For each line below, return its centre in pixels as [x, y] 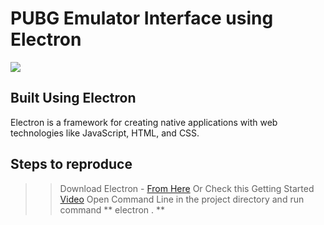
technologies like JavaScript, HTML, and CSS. [105, 133]
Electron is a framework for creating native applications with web [144, 122]
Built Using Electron [73, 98]
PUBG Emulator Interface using [142, 18]
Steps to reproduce [71, 164]
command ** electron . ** [112, 209]
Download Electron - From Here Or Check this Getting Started [187, 188]
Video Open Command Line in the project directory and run [182, 199]
